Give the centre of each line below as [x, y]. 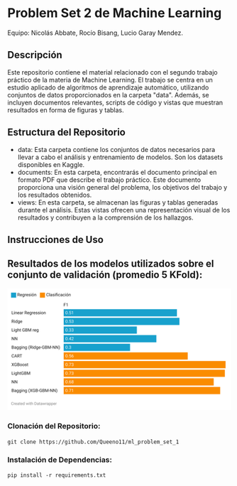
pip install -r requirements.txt [57, 475]
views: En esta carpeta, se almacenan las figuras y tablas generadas [118, 202]
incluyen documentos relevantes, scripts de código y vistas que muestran [115, 102]
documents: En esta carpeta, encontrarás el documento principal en [117, 172]
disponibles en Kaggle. [51, 164]
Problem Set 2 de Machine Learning [115, 13]
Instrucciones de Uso [56, 239]
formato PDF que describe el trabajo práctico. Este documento [109, 180]
